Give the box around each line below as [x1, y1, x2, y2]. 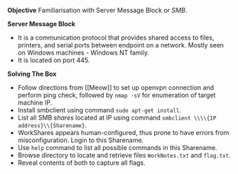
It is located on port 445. [17, 56, 90, 64]
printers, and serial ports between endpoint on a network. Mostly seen [17, 41, 225, 49]
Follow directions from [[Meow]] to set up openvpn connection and [17, 83, 215, 91]
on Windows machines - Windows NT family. [17, 49, 149, 57]
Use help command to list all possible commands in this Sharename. [17, 144, 218, 151]
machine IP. [17, 98, 53, 107]
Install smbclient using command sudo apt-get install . [17, 106, 182, 114]
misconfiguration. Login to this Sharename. [17, 136, 144, 144]
